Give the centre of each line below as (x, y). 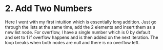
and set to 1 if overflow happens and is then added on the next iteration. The (82, 37)
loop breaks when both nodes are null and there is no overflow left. (72, 42)
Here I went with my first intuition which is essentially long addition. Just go (81, 22)
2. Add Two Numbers (49, 8)
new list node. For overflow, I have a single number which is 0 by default (78, 32)
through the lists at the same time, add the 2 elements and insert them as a (80, 27)
